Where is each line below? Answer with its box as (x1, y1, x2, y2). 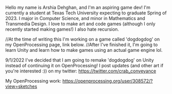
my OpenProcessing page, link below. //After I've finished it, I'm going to (5, 42, 158, 48)
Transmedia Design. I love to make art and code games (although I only (5, 21, 156, 27)
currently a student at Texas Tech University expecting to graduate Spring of (5, 10, 167, 16)
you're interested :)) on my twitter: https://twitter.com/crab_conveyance (5, 68, 156, 74)
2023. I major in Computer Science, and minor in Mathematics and (5, 15, 145, 21)
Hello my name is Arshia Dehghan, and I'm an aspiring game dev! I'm (5, 5, 151, 10)
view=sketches (5, 83, 37, 89)
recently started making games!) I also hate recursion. (5, 26, 119, 32)
